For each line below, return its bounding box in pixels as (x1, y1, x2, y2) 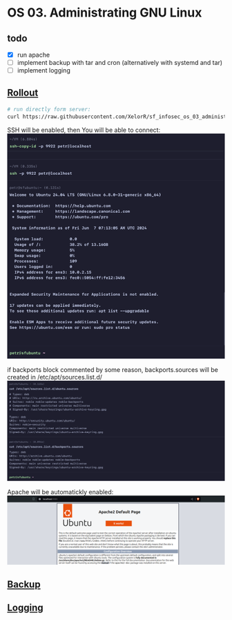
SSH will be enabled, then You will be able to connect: (7, 126, 161, 134)
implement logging (17, 66, 70, 75)
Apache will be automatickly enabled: (7, 487, 114, 496)
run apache (17, 50, 50, 59)
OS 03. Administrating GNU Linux (7, 5, 202, 21)
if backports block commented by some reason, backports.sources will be (7, 366, 219, 374)
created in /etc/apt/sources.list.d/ (7, 373, 102, 381)
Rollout (7, 86, 39, 98)
